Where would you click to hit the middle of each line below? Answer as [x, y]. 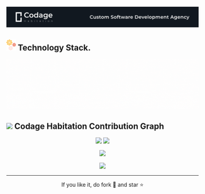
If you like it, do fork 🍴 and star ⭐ [103, 184]
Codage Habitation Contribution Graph [89, 126]
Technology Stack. [54, 47]
